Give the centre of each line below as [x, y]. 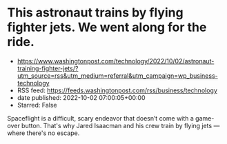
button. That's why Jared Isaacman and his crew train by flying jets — [121, 125]
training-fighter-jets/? [48, 68]
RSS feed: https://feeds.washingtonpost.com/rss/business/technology [117, 90]
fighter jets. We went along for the [107, 27]
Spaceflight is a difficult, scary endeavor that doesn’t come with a [101, 118]
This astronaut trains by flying [96, 13]
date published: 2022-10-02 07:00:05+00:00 [81, 97]
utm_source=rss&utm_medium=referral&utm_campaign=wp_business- [118, 75]
